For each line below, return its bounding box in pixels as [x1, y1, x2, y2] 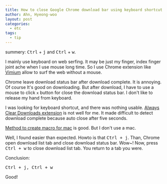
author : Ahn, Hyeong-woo [5, 12, 57, 17]
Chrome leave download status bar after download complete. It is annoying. [5, 78, 162, 85]
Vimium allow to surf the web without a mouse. [5, 69, 102, 75]
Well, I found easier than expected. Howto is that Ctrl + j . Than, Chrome [5, 134, 160, 140]
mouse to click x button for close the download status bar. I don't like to [5, 89, 153, 95]
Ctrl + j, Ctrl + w [5, 164, 53, 170]
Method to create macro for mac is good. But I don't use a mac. [5, 124, 136, 130]
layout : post [5, 16, 33, 21]
